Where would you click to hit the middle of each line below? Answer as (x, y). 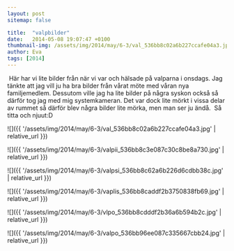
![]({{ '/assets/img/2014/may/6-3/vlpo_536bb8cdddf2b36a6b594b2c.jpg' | (114, 212)
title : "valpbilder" (39, 33)
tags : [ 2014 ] (26, 59)
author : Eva (24, 52)
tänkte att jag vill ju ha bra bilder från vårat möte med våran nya (98, 86)
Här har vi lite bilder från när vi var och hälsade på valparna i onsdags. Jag (116, 78)
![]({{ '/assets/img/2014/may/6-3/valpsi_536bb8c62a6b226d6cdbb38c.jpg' (116, 170)
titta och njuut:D (30, 115)
